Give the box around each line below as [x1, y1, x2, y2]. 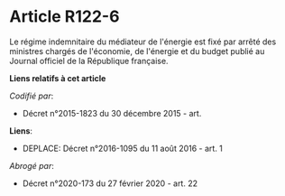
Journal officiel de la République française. [9, 55, 169, 66]
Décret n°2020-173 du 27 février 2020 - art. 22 [22, 178, 198, 189]
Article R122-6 [9, 6, 120, 27]
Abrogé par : [9, 160, 54, 171]
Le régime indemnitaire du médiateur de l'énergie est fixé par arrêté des [9, 36, 277, 47]
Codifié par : [9, 90, 54, 101]
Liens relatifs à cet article [9, 72, 106, 83]
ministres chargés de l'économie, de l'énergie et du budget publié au [9, 45, 265, 56]
